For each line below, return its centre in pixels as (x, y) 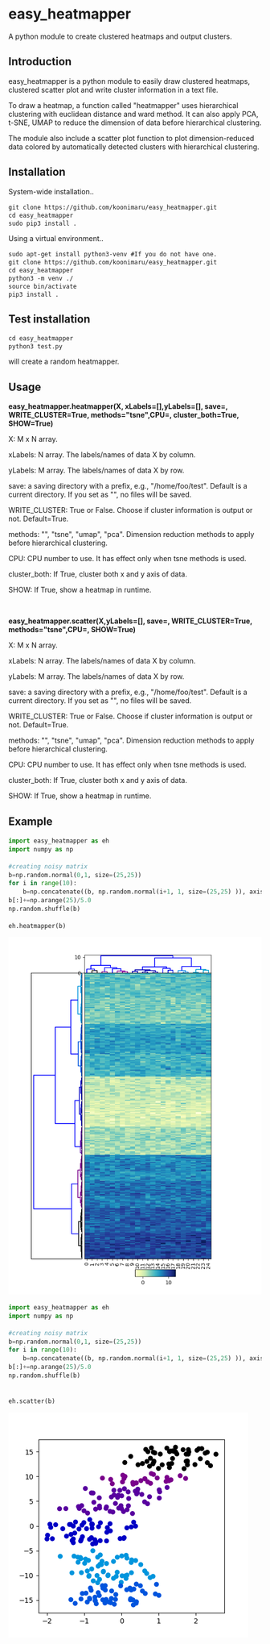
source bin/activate (43, 286)
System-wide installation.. (51, 191)
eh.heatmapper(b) (37, 926)
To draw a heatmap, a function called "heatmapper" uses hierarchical (123, 105)
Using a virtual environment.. (56, 238)
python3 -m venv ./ (41, 278)
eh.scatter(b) (32, 1401)
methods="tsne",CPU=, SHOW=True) (72, 630)
